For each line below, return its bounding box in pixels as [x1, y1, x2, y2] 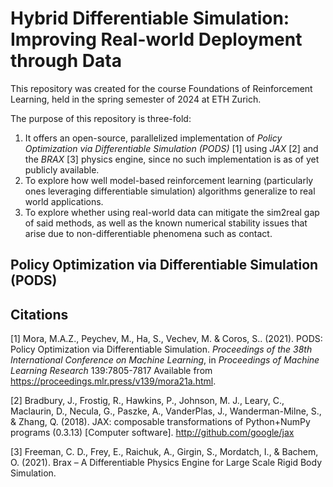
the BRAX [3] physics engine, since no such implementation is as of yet [24, 153, 320, 165]
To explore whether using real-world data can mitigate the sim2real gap [24, 206, 320, 218]
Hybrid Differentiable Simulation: [10, 7, 290, 30]
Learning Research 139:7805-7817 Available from [10, 365, 213, 377]
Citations [10, 306, 69, 323]
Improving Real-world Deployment [10, 28, 303, 51]
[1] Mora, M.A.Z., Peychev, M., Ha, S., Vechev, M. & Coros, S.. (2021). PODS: [10, 333, 323, 345]
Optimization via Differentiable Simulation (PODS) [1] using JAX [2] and [24, 142, 319, 154]
